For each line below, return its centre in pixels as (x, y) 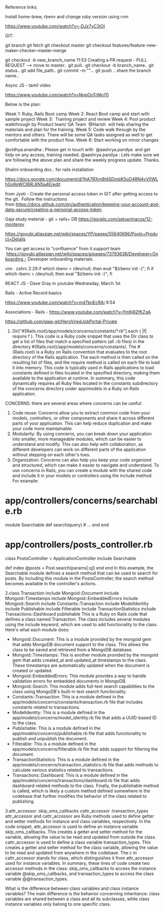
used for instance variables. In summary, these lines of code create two (77, 863)
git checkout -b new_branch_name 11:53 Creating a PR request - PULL (76, 60)
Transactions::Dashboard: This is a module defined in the (70, 775)
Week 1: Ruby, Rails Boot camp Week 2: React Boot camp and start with (77, 114)
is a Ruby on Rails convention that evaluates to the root (92, 352)
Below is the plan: (23, 104)
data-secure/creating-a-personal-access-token (53, 209)
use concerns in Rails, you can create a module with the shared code (82, 470)
